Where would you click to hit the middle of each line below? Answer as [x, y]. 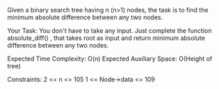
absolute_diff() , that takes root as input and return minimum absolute [106, 38]
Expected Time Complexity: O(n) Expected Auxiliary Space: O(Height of [110, 59]
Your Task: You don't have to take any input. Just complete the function [109, 31]
